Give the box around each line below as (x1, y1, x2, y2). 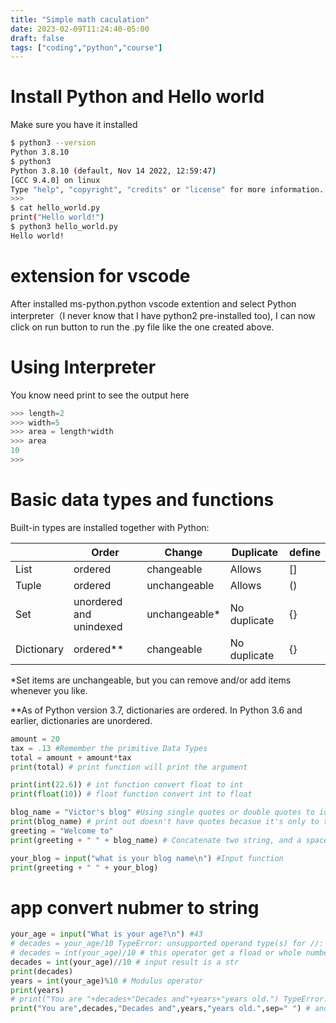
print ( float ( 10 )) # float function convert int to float (10, 789, 253, 800)
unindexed (73, 619, 123, 633)
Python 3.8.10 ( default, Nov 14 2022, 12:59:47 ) (10, 166, 217, 176)
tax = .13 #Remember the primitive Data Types (10, 743, 208, 753)
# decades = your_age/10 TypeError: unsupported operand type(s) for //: (10, 939, 325, 949)
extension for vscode (10, 265, 191, 287)
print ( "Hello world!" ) (10, 212, 105, 223)
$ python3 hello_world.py (10, 222, 118, 232)
